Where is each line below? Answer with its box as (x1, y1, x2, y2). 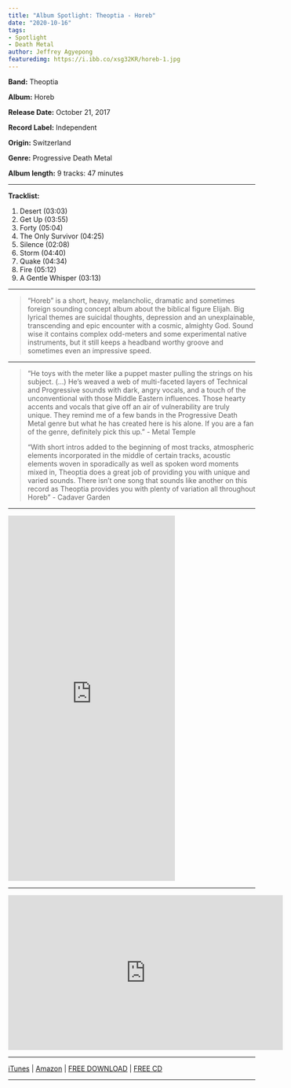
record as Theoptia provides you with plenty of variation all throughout (27, 484, 256, 493)
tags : (8, 26, 26, 34)
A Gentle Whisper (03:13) (19, 273, 102, 282)
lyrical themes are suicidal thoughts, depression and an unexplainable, (27, 312, 255, 322)
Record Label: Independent (8, 123, 97, 132)
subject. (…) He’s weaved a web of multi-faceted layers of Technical (27, 377, 249, 386)
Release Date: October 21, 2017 (8, 107, 111, 116)
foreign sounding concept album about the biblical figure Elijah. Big (27, 304, 245, 313)
